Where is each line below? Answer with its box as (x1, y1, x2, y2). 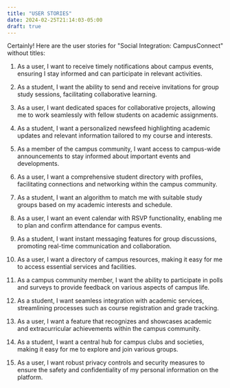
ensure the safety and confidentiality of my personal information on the (16, 366, 219, 374)
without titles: (7, 49, 46, 57)
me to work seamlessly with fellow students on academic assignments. (16, 111, 218, 119)
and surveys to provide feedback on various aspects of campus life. (16, 283, 210, 292)
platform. (16, 373, 43, 382)
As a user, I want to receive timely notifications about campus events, (16, 63, 214, 71)
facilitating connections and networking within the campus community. (16, 180, 218, 188)
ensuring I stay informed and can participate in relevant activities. (16, 69, 203, 78)
